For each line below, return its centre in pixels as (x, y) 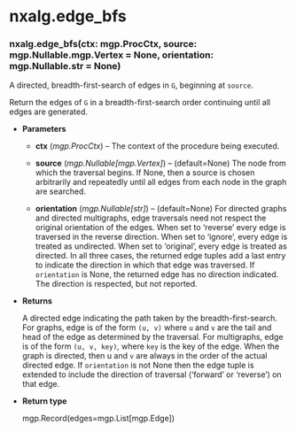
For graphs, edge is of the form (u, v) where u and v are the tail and (147, 328)
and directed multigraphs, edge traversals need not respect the (151, 218)
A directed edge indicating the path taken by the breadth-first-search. (149, 318)
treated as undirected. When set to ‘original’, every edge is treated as (161, 246)
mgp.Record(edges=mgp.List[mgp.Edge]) (98, 419)
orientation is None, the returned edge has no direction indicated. (157, 274)
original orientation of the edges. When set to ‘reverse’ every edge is (160, 228)
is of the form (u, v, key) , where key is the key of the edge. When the (151, 346)
